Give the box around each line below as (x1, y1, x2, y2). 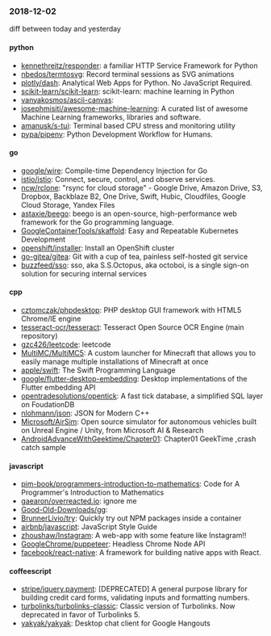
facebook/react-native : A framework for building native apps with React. (20, 548, 261, 558)
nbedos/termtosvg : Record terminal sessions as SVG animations (20, 69, 235, 78)
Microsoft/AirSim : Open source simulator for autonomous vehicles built (20, 416, 257, 426)
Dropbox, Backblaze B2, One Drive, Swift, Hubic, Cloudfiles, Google (20, 192, 247, 201)
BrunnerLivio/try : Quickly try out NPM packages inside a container (20, 513, 242, 523)
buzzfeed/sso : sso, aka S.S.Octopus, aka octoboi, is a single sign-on (20, 260, 249, 270)
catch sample (20, 442, 67, 452)
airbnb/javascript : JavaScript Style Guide (20, 522, 158, 532)
